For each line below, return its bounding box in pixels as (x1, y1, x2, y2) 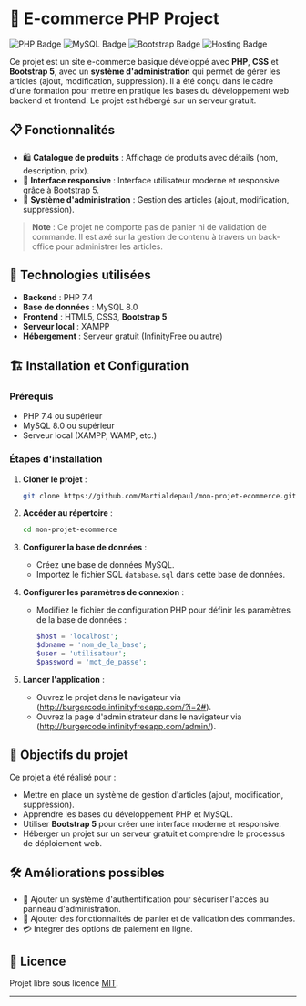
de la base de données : (36, 614, 127, 625)
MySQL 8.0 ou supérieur (22, 420, 116, 432)
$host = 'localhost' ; (36, 632, 118, 642)
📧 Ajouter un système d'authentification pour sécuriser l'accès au (22, 894, 269, 905)
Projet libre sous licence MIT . (9, 978, 118, 989)
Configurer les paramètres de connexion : (22, 587, 185, 598)
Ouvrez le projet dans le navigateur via (36, 691, 182, 702)
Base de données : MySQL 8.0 (22, 301, 138, 312)
